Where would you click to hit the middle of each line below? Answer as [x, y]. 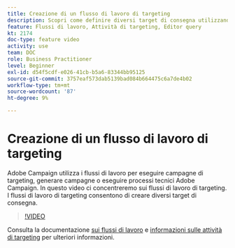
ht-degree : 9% [28, 99]
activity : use [28, 46]
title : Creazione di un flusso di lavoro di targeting [89, 14]
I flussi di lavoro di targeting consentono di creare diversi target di [102, 195]
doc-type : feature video [43, 40]
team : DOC [22, 53]
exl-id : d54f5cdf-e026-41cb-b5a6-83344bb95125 [76, 72]
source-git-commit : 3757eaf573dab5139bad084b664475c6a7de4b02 [100, 79]
